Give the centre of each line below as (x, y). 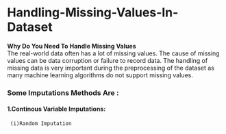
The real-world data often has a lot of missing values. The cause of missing (114, 53)
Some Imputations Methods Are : (63, 92)
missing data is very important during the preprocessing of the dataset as (111, 68)
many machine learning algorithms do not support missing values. (100, 75)
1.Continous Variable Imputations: (56, 109)
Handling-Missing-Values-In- (93, 13)
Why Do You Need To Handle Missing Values (72, 46)
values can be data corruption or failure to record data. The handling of (108, 60)
